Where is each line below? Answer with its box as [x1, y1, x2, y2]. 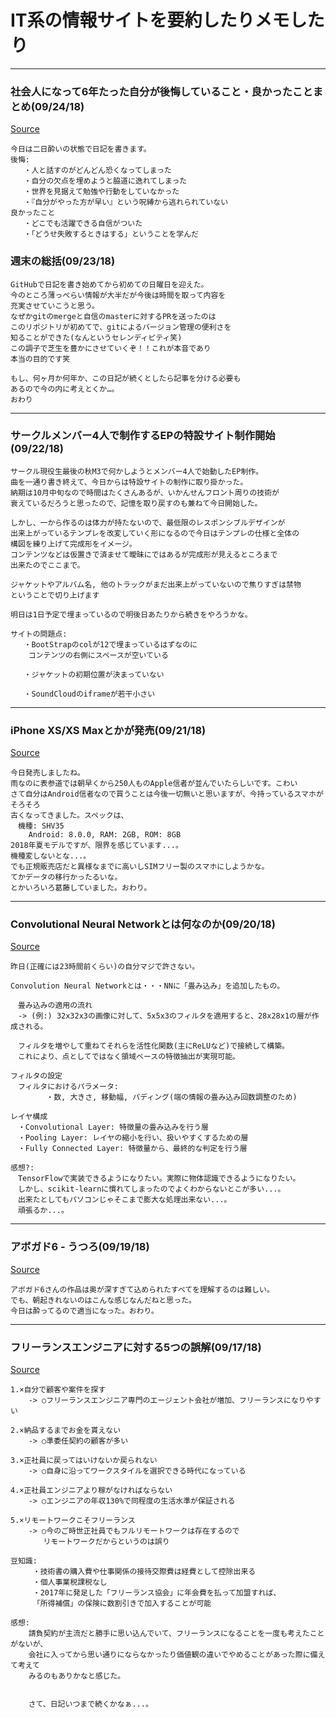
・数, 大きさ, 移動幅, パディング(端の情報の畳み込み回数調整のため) [46, 1092, 298, 1103]
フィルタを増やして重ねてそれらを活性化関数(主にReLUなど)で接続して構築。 [17, 1041, 290, 1051]
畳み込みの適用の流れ [17, 1001, 93, 1011]
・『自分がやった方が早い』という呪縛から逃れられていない [23, 197, 229, 208]
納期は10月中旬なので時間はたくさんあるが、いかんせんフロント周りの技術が [10, 487, 280, 498]
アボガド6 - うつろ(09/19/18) [10, 1240, 150, 1254]
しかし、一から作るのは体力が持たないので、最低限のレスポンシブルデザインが [10, 517, 286, 528]
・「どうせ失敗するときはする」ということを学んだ [23, 229, 199, 240]
